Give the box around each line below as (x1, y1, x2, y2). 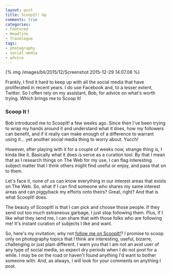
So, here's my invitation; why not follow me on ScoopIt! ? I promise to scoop (5, 230, 164, 236)
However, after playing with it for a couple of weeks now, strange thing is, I (5, 146, 162, 152)
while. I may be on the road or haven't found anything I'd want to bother (5, 252, 157, 258)
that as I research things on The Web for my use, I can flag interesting (5, 157, 152, 163)
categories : (5, 22, 31, 27)
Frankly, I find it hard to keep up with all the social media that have (5, 79, 144, 85)
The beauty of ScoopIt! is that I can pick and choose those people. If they (5, 204, 160, 210)
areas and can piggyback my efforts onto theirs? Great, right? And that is (5, 188, 159, 195)
